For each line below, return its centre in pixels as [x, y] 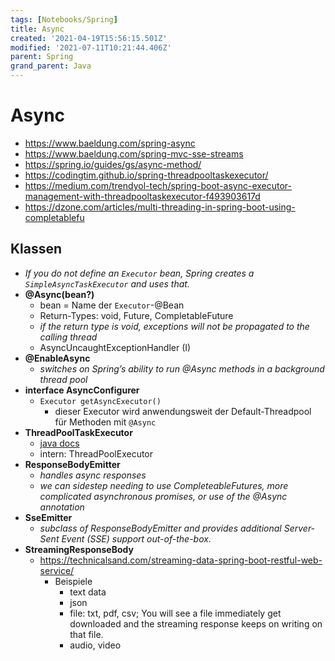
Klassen [36, 249]
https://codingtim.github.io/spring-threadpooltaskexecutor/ [146, 175]
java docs [59, 443]
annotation [62, 507]
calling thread [68, 337]
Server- [299, 528]
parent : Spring [42, 57]
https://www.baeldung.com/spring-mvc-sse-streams [134, 153]
